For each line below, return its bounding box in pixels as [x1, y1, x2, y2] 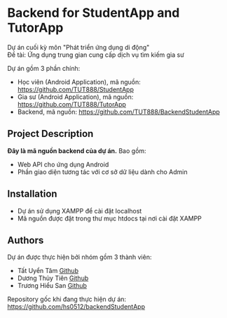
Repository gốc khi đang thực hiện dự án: [7, 295, 127, 303]
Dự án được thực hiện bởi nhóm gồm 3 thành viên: [7, 253, 152, 261]
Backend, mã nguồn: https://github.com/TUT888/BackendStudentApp [17, 107, 221, 116]
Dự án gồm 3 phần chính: [7, 64, 81, 72]
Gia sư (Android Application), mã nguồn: [17, 93, 134, 101]
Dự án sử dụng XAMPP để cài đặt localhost [17, 206, 142, 215]
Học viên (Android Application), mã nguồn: [17, 77, 142, 86]
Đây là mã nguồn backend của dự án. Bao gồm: [7, 146, 146, 155]
